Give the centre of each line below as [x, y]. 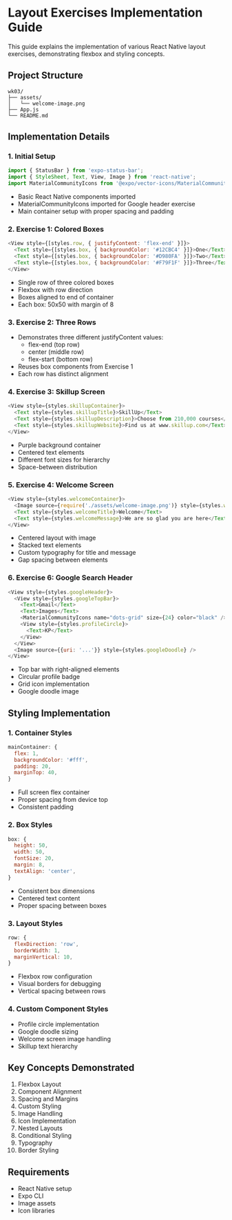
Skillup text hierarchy [48, 1046]
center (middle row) [56, 352]
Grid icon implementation [54, 684]
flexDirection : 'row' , [46, 944]
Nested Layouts [40, 1128]
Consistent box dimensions [56, 891]
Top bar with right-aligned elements [68, 669]
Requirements [39, 1172]
